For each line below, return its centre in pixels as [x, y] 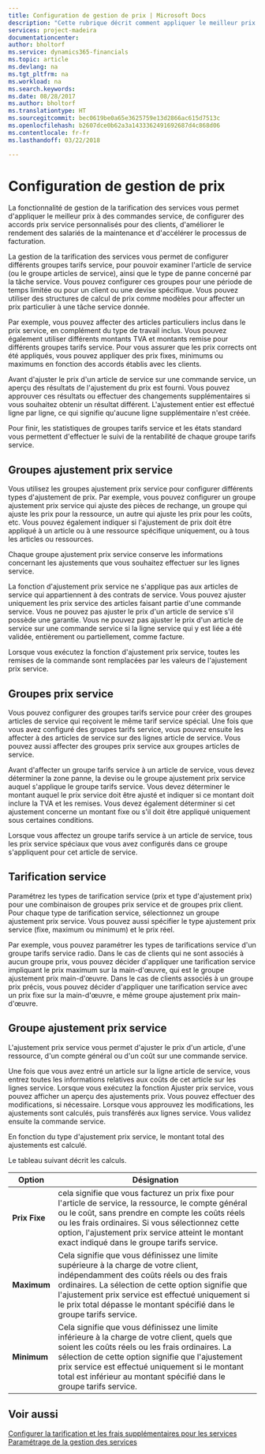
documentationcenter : [44, 37]
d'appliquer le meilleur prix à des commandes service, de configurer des [126, 216]
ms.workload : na [35, 81]
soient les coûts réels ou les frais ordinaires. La [145, 1347]
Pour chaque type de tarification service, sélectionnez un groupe [114, 913]
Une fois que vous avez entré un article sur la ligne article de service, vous [129, 1071]
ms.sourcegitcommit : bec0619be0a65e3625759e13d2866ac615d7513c [114, 118]
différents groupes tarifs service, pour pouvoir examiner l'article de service [130, 265]
